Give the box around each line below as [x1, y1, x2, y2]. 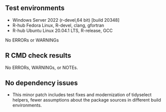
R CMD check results [5, 51, 72, 60]
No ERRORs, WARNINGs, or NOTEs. [5, 64, 79, 71]
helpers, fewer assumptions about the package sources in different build [12, 97, 162, 103]
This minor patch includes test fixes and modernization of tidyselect [12, 92, 152, 98]
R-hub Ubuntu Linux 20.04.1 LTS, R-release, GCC [12, 27, 113, 34]
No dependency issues [5, 79, 78, 87]
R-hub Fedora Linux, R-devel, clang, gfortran [12, 22, 104, 28]
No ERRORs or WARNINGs [5, 37, 59, 43]
